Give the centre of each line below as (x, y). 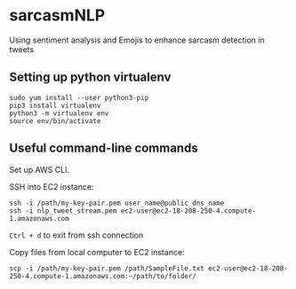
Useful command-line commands (104, 148)
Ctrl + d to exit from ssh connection (76, 235)
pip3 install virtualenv (55, 105)
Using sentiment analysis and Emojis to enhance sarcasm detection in (137, 40)
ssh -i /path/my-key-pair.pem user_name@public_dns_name (117, 203)
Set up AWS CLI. (39, 169)
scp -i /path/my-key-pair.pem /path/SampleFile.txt (107, 268)
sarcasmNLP (57, 16)
